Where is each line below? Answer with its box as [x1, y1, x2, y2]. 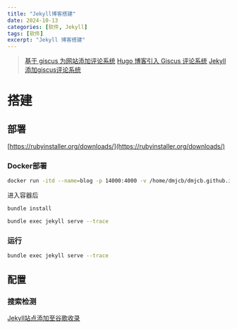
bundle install [7, 205, 52, 212]
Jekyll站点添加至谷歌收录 [7, 314, 80, 322]
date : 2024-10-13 [7, 17, 59, 24]
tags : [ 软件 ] [7, 30, 44, 37]
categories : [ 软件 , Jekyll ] [7, 23, 88, 30]
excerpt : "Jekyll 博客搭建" [7, 37, 86, 44]
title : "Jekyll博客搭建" [7, 10, 76, 18]
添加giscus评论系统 [24, 66, 81, 74]
